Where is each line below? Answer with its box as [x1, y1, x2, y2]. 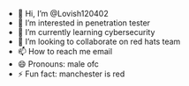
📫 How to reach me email [17, 47, 113, 56]
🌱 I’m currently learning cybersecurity [17, 27, 155, 37]
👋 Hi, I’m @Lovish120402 [17, 9, 109, 18]
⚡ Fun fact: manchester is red [17, 68, 125, 79]
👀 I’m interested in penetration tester [17, 18, 151, 28]
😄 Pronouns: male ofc [17, 59, 100, 69]
